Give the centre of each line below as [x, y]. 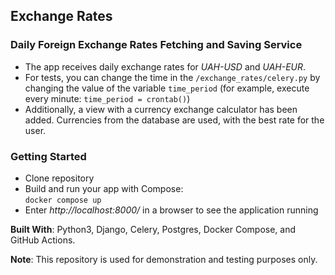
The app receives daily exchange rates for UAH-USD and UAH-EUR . [165, 66]
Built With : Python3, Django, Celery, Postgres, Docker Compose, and [153, 229]
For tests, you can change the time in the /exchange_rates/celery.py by [172, 77]
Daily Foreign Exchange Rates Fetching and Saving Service [156, 45]
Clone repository [59, 178]
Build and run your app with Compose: [104, 188]
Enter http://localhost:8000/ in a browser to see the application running [171, 210]
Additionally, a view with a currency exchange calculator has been [161, 109]
